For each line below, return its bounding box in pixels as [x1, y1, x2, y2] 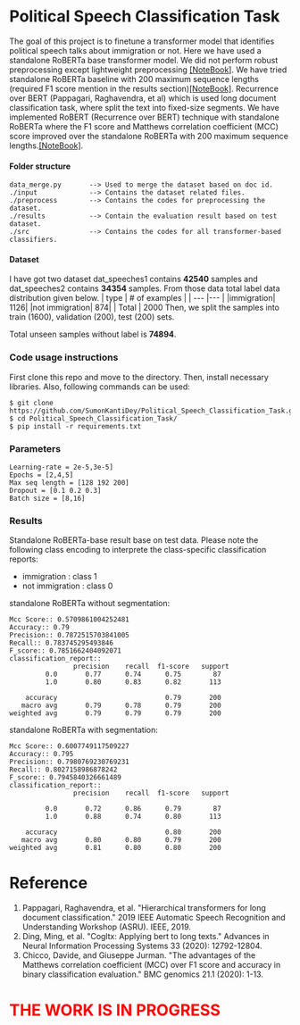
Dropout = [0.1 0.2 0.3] [9, 486, 102, 495]
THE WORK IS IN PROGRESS [9, 1000, 221, 1021]
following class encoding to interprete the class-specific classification [9, 545, 267, 555]
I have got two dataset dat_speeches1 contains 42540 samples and [9, 274, 258, 285]
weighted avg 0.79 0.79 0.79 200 [9, 709, 221, 718]
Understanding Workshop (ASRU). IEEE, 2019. [21, 921, 192, 932]
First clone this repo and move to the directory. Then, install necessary [9, 371, 270, 382]
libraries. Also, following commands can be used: [9, 381, 190, 392]
